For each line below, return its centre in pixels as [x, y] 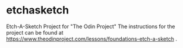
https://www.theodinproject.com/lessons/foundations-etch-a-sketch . [91, 39]
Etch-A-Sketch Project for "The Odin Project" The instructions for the [91, 26]
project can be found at [35, 32]
